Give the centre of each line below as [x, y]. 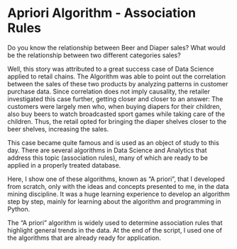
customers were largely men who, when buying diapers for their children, [115, 106]
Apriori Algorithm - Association [102, 13]
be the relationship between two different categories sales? [94, 55]
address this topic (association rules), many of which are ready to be [108, 158]
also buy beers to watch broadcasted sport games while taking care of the [116, 114]
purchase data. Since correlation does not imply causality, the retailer [109, 91]
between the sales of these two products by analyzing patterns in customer [118, 83]
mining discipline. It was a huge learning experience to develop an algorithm [119, 194]
